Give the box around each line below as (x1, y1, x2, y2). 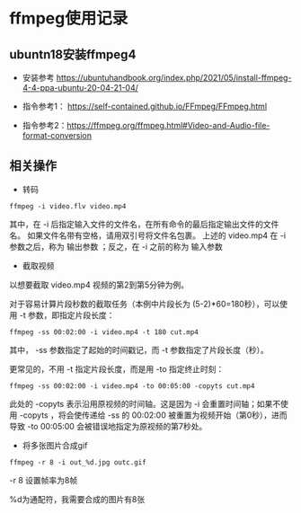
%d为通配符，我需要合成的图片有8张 (9, 493, 146, 504)
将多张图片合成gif (22, 439, 88, 450)
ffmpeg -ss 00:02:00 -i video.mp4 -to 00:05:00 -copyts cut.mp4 (9, 381, 255, 391)
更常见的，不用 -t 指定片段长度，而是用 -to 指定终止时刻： (9, 363, 225, 374)
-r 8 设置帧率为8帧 (9, 474, 78, 485)
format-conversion (22, 130, 93, 140)
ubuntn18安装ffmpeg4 (9, 47, 137, 62)
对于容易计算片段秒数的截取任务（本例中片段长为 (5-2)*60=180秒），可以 (9, 298, 280, 309)
